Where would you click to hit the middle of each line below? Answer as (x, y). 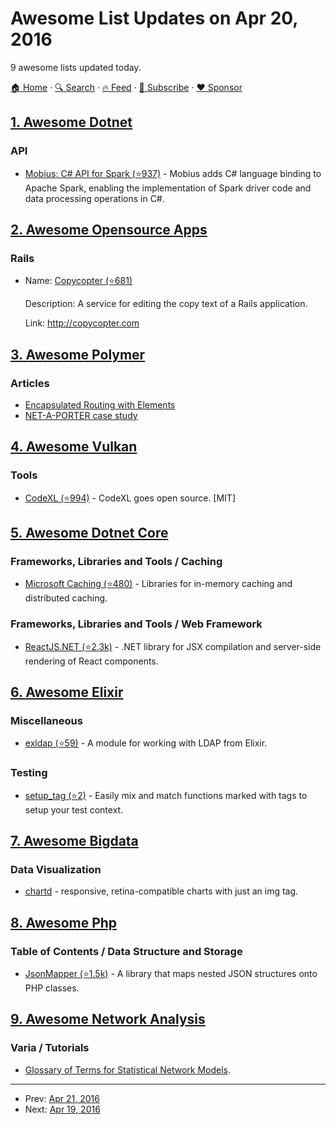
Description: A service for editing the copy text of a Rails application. (166, 304)
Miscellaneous (46, 720)
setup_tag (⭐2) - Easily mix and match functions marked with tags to (166, 795)
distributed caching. (66, 598)
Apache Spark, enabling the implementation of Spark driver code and (168, 188)
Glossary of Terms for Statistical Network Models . (127, 1069)
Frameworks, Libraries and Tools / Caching (116, 561)
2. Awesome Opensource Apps (109, 230)
